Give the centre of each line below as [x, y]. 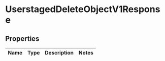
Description [59, 53]
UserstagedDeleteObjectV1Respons [83, 9]
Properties [22, 39]
